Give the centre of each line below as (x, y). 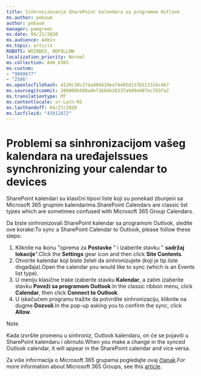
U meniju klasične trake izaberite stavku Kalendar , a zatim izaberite (99, 280)
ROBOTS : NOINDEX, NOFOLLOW (40, 51)
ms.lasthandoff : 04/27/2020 (42, 107)
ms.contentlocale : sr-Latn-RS (44, 102)
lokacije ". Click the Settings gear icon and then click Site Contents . (99, 254)
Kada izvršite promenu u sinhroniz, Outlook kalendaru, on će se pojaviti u (97, 335)
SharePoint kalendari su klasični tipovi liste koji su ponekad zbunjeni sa (95, 199)
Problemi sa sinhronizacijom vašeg (96, 143)
